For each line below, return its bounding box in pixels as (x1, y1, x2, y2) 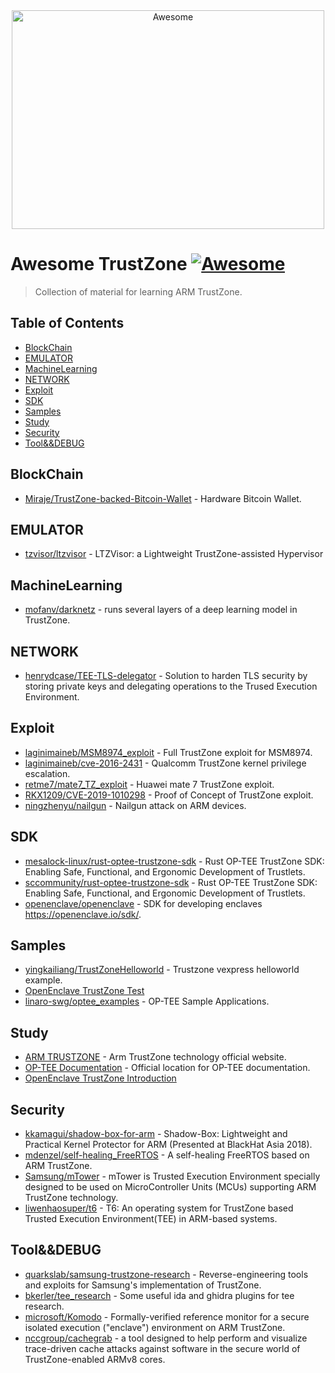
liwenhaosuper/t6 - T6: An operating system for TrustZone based (24, 1202, 294, 1214)
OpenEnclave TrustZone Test (24, 985, 145, 997)
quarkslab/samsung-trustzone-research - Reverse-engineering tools (24, 1268, 309, 1280)
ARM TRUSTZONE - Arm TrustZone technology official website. (24, 1051, 287, 1063)
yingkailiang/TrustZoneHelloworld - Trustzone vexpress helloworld (24, 964, 300, 976)
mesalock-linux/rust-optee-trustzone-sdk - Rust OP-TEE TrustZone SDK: (24, 855, 325, 867)
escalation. (24, 767, 71, 779)
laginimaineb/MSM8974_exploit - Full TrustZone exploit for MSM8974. (24, 746, 313, 758)
